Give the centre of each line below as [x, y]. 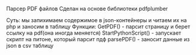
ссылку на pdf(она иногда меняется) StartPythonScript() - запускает [94, 33]
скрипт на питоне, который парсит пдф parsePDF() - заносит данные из [98, 39]
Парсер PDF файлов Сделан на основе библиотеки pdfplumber [87, 9]
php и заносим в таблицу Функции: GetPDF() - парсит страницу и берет [98, 27]
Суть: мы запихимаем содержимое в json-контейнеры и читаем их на [97, 20]
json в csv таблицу [30, 45]
